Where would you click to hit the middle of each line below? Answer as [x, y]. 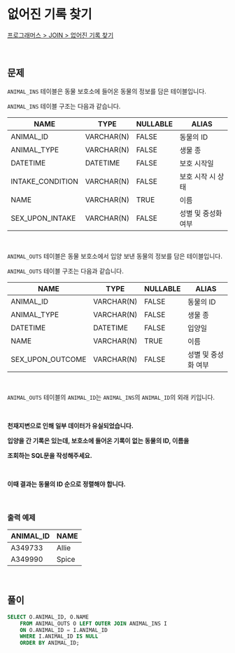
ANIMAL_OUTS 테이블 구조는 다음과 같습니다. [65, 271]
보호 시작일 [197, 163]
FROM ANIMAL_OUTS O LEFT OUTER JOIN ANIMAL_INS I [94, 624]
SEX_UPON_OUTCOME [49, 359]
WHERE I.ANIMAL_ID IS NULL [59, 637]
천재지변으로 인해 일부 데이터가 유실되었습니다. [71, 426]
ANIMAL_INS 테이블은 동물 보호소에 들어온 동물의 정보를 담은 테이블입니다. [107, 91]
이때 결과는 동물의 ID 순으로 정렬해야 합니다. [66, 484]
